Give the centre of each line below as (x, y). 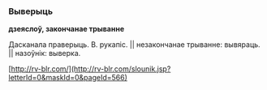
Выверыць (31, 11)
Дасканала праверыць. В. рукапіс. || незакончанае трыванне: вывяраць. (135, 45)
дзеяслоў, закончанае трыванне (66, 29)
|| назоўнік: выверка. (45, 54)
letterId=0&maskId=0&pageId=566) (68, 78)
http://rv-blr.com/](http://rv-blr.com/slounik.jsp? (91, 69)
